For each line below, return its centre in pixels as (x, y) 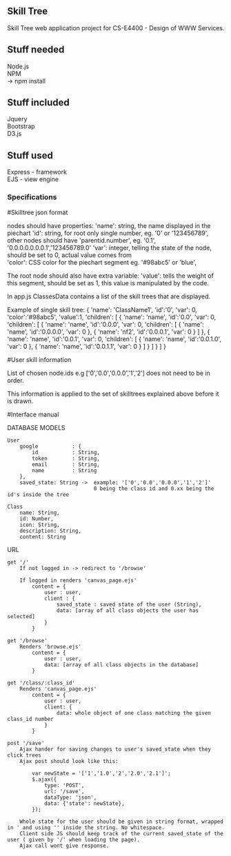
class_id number (30, 719)
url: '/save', (64, 791)
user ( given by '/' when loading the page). (73, 839)
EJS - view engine (33, 179)
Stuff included (39, 103)
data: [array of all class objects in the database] (121, 664)
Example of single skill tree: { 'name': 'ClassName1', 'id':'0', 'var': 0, (102, 309)
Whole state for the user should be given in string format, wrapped (122, 822)
